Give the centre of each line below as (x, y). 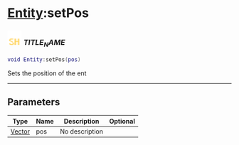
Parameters (34, 102)
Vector (20, 131)
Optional (122, 121)
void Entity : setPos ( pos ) (44, 59)
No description (81, 131)
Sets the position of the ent (47, 73)
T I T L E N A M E (44, 43)
